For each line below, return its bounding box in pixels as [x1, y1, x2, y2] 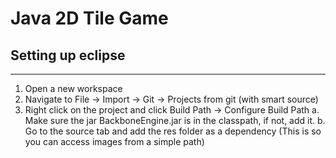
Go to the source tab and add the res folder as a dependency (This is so [24, 125, 322, 137]
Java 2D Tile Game [10, 7, 169, 30]
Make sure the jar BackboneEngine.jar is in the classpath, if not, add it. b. [24, 115, 326, 126]
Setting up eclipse [10, 47, 126, 64]
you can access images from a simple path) [24, 136, 205, 147]
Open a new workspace [24, 83, 123, 94]
